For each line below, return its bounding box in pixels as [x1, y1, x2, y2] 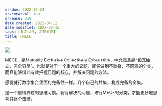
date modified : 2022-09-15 [5, 25, 60, 30]
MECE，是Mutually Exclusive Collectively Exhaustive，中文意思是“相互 [5, 57, 146, 63]
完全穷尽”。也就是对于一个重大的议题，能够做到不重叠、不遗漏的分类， [13, 63, 156, 69]
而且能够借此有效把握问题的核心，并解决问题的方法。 [5, 69, 112, 75]
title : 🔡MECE [5, 34, 32, 39]
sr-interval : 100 [5, 12, 40, 16]
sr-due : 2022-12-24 [5, 7, 45, 12]
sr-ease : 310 [5, 16, 32, 21]
